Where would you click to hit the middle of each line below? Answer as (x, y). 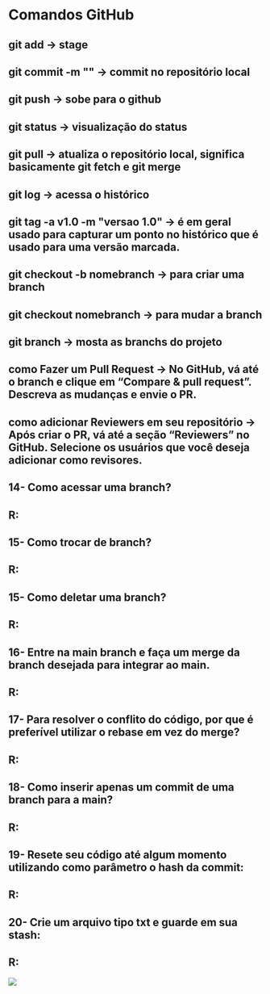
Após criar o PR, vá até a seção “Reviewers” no (129, 435)
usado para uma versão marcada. (94, 247)
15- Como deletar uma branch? (87, 597)
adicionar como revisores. (75, 460)
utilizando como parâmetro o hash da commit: (126, 867)
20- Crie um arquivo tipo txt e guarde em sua (123, 922)
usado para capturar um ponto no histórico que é (134, 235)
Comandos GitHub (71, 15)
